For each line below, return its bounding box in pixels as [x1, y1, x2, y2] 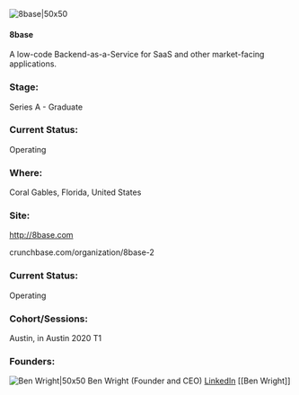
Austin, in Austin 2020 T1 [9, 332, 102, 343]
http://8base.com [9, 230, 74, 241]
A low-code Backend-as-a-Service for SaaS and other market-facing [9, 49, 265, 60]
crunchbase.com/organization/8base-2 [9, 247, 155, 258]
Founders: [9, 355, 56, 367]
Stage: [9, 81, 39, 93]
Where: [9, 166, 43, 179]
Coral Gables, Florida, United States [9, 187, 142, 197]
